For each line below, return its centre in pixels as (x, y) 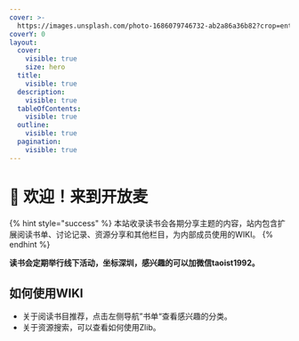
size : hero (45, 68)
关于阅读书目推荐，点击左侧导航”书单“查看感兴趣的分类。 (127, 316)
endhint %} (30, 244)
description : (41, 92)
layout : (24, 42)
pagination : (40, 142)
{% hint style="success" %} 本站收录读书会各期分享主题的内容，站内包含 (144, 223)
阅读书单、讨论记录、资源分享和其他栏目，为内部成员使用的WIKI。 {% (145, 234)
